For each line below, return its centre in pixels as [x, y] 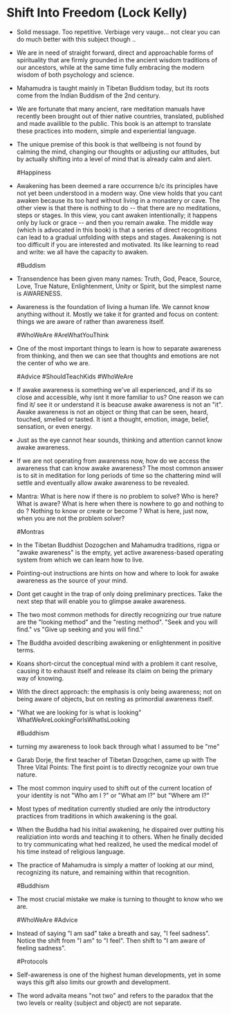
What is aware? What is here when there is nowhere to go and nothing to [120, 504]
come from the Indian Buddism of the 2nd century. [88, 95]
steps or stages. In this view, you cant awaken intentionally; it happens [117, 215]
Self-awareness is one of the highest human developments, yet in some [119, 975]
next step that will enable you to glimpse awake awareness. [101, 601]
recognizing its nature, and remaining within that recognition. [103, 872]
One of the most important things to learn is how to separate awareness [119, 348]
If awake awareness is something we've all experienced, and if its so [114, 389]
